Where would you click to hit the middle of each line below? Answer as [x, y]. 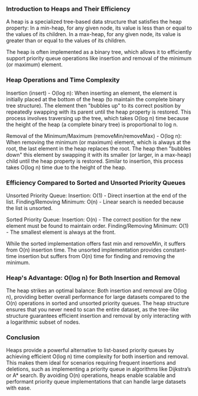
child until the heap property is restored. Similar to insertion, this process [95, 161]
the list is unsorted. [30, 208]
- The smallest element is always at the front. [61, 232]
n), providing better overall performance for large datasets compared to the [98, 297]
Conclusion [23, 337]
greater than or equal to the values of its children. [66, 41]
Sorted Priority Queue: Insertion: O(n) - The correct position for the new [94, 219]
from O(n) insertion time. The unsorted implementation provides [84, 250]
